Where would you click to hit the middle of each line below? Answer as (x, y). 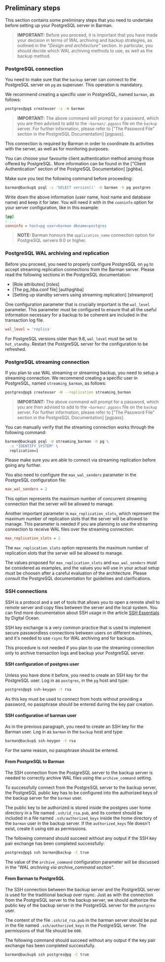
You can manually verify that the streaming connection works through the (80, 427)
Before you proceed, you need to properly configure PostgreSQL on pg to (79, 264)
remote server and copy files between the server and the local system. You (81, 607)
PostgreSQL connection (34, 69)
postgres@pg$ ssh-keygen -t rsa (38, 689)
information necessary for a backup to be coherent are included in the (76, 315)
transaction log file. (25, 320)
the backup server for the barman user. (44, 798)
